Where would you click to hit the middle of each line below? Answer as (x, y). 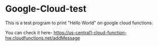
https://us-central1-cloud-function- (90, 32)
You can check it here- (29, 32)
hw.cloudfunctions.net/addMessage (43, 38)
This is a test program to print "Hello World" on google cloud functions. (79, 23)
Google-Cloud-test (46, 9)
